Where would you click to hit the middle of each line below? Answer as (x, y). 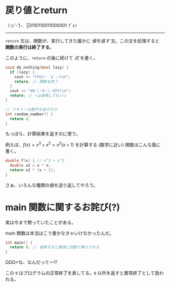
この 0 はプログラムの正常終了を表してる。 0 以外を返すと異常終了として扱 (82, 273)
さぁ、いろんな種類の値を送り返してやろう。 (52, 185)
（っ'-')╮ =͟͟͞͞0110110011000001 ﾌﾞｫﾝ (41, 25)
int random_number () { (29, 114)
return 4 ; (20, 119)
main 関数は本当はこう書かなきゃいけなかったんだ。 (60, 233)
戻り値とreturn (36, 10)
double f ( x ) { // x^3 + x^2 (35, 161)
